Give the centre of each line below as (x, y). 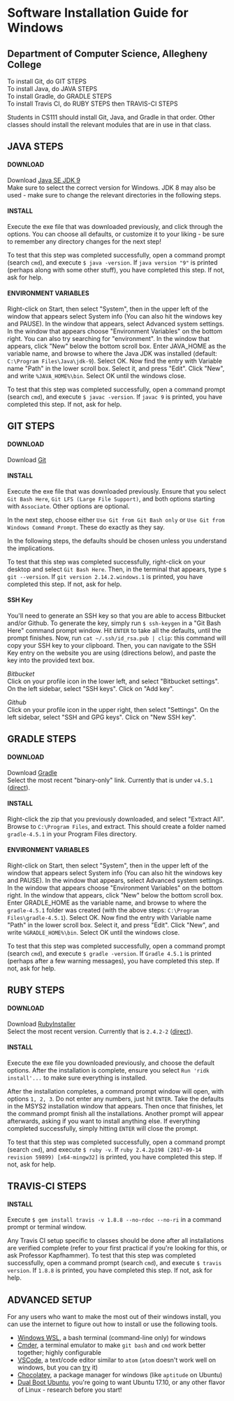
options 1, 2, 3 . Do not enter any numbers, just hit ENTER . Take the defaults (116, 1099)
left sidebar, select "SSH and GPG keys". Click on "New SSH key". (102, 717)
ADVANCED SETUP (50, 1300)
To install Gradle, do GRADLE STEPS (59, 96)
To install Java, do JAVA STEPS (52, 89)
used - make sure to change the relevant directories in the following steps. (114, 195)
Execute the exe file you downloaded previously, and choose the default (111, 1063)
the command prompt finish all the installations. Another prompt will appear (116, 1113)
